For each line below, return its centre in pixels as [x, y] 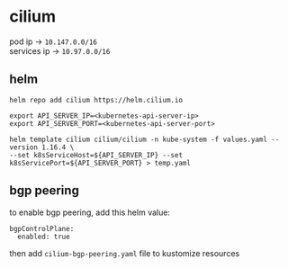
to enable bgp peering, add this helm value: [90, 212]
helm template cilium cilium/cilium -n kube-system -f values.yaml [139, 139]
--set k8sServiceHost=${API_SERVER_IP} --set [96, 155]
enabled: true [44, 237]
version [24, 147]
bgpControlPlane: [42, 228]
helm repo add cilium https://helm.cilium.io [96, 100]
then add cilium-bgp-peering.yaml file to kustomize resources [125, 253]
